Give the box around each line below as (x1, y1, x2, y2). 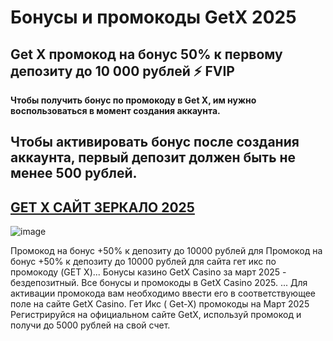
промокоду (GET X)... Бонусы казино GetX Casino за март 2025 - (10, 266, 287, 278)
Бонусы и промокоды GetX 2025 (10, 6, 297, 29)
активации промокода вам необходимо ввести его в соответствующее (10, 287, 316, 300)
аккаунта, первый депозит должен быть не (10, 149, 297, 166)
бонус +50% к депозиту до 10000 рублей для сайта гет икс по (10, 256, 277, 268)
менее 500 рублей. (10, 165, 138, 182)
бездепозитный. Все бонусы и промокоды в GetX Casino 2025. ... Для (10, 277, 308, 289)
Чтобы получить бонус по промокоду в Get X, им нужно (10, 94, 257, 106)
